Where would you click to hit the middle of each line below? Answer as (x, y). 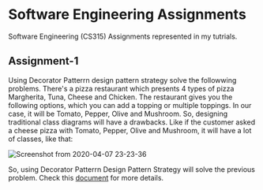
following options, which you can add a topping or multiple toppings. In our (130, 105)
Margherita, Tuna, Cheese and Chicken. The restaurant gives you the (120, 97)
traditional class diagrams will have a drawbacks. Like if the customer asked (132, 122)
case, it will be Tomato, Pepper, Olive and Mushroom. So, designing (118, 114)
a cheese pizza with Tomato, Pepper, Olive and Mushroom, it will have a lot (130, 130)
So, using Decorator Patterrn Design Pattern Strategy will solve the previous (131, 169)
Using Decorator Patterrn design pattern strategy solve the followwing (122, 80)
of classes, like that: (41, 139)
